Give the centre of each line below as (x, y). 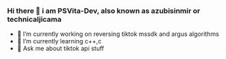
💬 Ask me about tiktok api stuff (60, 48)
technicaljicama (34, 19)
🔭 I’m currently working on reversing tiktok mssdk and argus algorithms (118, 34)
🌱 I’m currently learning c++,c (59, 41)
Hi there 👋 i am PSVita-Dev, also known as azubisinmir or (104, 11)
